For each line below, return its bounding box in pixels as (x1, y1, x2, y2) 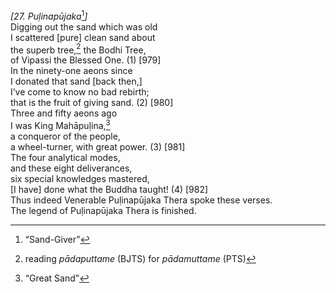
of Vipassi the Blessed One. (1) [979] (10, 54, 162, 66)
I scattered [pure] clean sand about (10, 31, 156, 43)
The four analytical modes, (10, 151, 121, 163)
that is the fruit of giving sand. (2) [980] (10, 97, 174, 109)
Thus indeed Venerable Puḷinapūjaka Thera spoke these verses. (10, 194, 273, 206)
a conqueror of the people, (10, 130, 121, 142)
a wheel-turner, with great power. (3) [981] (10, 140, 186, 153)
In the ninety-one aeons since (10, 65, 133, 77)
